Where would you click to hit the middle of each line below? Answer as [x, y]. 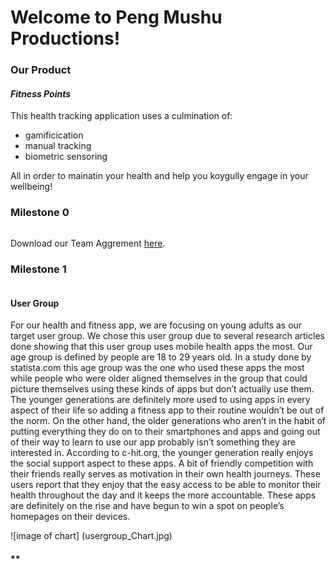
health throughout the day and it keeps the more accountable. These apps [163, 495]
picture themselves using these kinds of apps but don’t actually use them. [162, 389]
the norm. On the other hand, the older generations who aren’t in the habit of [168, 421]
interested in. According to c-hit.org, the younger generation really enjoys [162, 453]
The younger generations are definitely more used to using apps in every [160, 400]
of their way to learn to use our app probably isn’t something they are [153, 442]
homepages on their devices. [70, 517]
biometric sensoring [66, 157]
